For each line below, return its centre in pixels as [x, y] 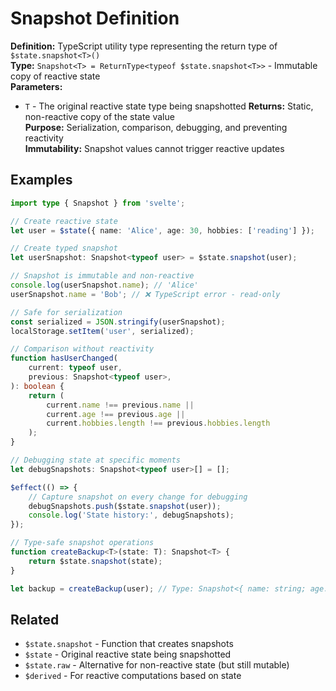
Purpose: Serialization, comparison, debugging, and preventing [156, 127]
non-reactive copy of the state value [99, 116]
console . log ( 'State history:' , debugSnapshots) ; [131, 515]
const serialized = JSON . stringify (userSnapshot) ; [118, 322]
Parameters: [36, 86]
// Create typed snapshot [64, 248]
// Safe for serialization [66, 312]
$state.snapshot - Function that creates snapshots [129, 644]
